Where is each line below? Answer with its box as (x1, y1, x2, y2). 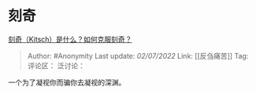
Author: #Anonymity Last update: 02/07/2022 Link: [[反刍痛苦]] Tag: (27, 51, 249, 60)
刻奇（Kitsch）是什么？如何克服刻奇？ (8, 34, 132, 44)
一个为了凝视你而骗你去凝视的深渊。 (8, 78, 126, 87)
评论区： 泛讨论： (27, 60, 85, 70)
